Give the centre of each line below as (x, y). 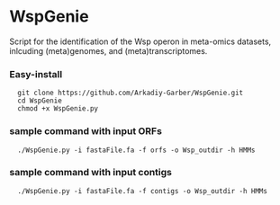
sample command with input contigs (91, 173)
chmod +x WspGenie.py (58, 109)
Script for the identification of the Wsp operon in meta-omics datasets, (140, 41)
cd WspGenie (40, 101)
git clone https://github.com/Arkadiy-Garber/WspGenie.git (131, 93)
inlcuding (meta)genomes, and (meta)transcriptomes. (108, 50)
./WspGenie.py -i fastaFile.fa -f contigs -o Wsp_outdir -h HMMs (143, 191)
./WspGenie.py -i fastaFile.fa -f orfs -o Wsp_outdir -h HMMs (136, 150)
